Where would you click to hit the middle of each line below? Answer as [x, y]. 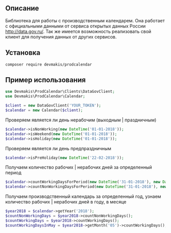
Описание [22, 8]
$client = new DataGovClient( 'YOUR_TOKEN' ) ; [53, 106]
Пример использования [46, 80]
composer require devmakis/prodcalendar [49, 64]
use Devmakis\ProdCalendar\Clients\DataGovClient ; [60, 92]
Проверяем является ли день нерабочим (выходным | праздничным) [81, 120]
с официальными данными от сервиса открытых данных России [76, 26]
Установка [23, 53]
